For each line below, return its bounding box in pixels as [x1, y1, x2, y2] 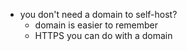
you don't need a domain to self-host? [19, 9, 178, 20]
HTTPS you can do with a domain [34, 30, 173, 41]
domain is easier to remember [34, 19, 158, 31]
